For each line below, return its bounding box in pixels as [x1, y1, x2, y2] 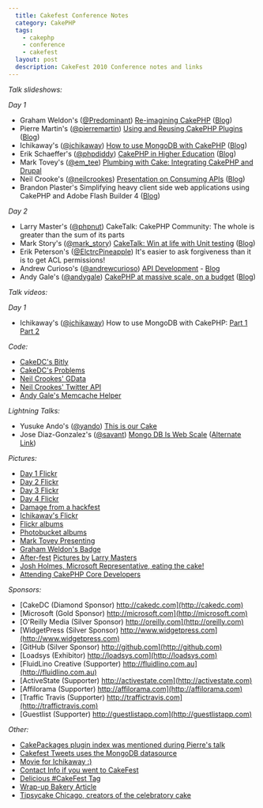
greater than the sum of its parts [19, 230, 125, 240]
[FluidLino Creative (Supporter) [19, 659, 122, 668]
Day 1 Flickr [19, 468, 58, 478]
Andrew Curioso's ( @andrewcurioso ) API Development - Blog [19, 263, 220, 273]
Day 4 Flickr [19, 493, 59, 503]
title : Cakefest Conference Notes [15, 11, 129, 20]
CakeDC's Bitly [19, 357, 69, 366]
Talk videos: [8, 287, 48, 296]
